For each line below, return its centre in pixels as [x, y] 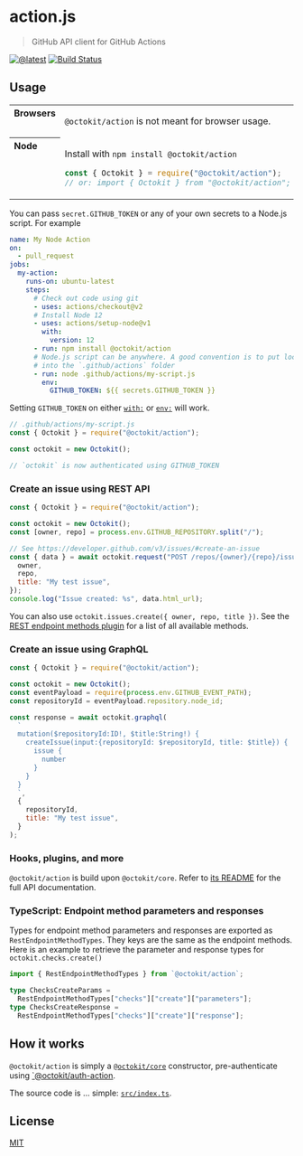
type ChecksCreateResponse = [64, 1008]
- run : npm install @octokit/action [102, 349]
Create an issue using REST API [80, 488]
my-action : [38, 273]
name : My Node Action [50, 240]
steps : [38, 290]
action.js [43, 17]
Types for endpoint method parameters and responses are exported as [141, 930]
